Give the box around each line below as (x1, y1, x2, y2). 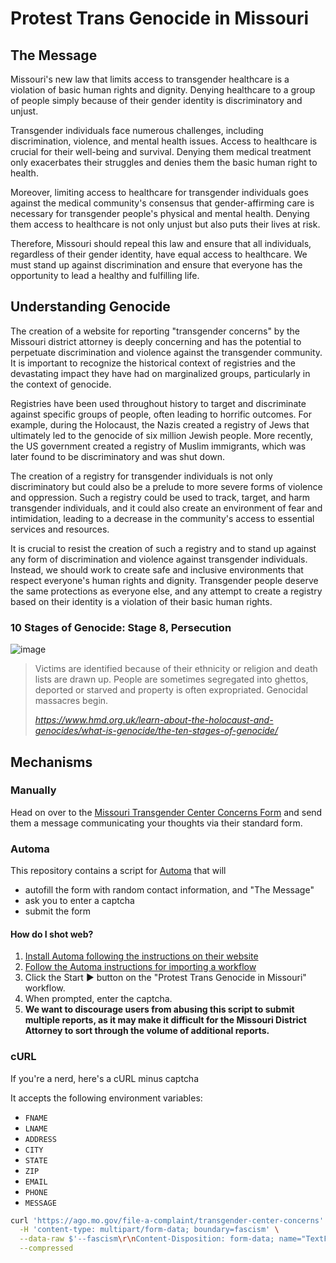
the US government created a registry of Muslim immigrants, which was (10, 440, 307, 452)
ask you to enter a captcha (24, 895, 135, 907)
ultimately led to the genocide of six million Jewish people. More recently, (10, 429, 314, 441)
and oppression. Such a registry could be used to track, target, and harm (10, 491, 311, 503)
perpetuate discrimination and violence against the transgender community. (10, 346, 323, 358)
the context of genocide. (10, 378, 112, 390)
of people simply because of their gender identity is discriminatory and (10, 95, 303, 106)
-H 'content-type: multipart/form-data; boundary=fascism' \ (19, 1225, 280, 1235)
